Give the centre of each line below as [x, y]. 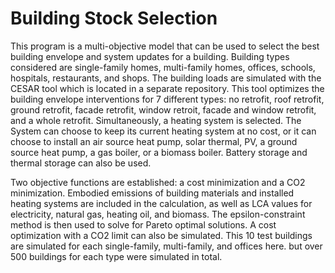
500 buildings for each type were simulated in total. [116, 256]
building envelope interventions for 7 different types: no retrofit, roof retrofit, [167, 99]
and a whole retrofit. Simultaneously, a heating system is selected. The [156, 120]
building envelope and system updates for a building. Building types [150, 56]
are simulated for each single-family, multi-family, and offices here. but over [166, 246]
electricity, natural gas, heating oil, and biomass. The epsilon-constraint [158, 214]
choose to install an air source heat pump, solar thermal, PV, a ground [154, 141]
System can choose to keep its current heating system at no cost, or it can [163, 131]
